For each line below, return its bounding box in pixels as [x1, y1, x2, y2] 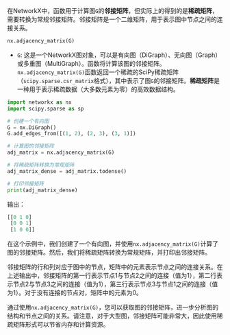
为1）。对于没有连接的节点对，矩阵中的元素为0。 [7, 288, 142, 297]
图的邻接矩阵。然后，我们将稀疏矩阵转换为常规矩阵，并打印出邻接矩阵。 [7, 249, 211, 257]
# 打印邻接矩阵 [7, 180, 44, 187]
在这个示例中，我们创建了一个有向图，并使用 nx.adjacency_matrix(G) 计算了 [7, 240, 219, 248]
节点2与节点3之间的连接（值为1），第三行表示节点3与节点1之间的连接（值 [12, 280, 218, 288]
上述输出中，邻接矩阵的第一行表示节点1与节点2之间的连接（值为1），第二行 [7, 271, 217, 280]
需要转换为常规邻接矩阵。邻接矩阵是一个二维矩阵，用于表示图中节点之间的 [7, 15, 217, 23]
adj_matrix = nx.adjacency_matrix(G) [7, 149, 115, 157]
